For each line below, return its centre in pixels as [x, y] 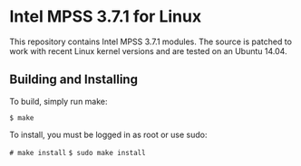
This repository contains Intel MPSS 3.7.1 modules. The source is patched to [151, 41]
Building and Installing [74, 80]
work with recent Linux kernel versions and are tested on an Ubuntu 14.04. [148, 51]
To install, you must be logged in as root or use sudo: [108, 134]
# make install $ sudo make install [78, 152]
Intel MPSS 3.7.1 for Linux [106, 17]
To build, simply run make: [58, 101]
